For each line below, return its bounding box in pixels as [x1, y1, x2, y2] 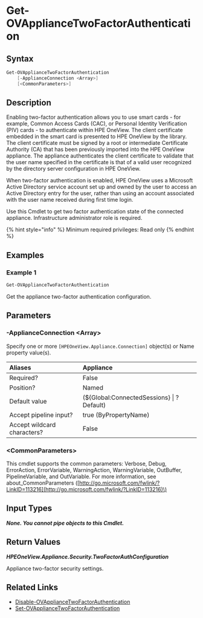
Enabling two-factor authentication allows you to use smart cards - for [6, 113, 181, 121]
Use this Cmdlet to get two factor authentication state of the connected [6, 208, 184, 215]
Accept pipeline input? [9, 410, 73, 419]
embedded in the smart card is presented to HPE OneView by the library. [6, 133, 187, 140]
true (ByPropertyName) [82, 410, 150, 419]
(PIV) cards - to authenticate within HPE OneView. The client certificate [6, 127, 183, 134]
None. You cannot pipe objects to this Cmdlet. [6, 519, 124, 527]
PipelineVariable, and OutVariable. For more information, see [6, 473, 156, 480]
